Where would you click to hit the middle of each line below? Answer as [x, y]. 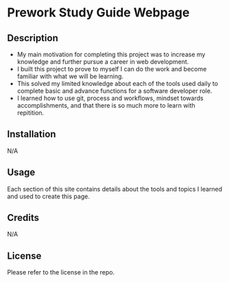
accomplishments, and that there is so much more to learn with [106, 105]
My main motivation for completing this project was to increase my [111, 54]
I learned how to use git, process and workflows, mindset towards [110, 98]
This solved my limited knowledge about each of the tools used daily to [117, 83]
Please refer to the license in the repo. [61, 272]
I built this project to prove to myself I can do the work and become [112, 69]
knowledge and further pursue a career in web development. [103, 62]
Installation [32, 134]
